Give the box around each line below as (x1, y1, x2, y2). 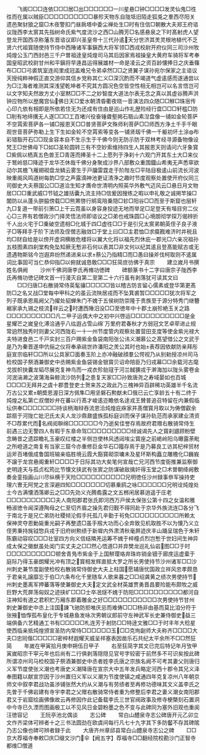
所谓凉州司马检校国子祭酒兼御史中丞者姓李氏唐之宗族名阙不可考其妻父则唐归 (6, 657, 200, 665)
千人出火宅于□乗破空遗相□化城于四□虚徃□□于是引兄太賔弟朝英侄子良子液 (6, 220, 197, 227)
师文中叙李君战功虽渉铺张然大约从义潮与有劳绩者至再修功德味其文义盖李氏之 (6, 681, 200, 687)
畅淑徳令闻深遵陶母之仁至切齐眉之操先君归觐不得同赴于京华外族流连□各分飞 (6, 504, 199, 511)
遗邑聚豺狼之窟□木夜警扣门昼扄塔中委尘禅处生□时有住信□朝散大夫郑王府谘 (6, 21, 199, 28)
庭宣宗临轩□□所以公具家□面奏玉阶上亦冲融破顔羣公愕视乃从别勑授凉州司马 (6, 350, 199, 358)
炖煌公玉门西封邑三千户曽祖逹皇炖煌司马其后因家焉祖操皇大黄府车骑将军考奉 (6, 52, 200, 58)
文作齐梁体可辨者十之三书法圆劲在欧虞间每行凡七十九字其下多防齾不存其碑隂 (6, 719, 200, 726)
